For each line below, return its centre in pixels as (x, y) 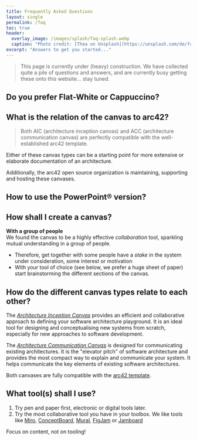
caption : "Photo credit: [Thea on (53, 45)
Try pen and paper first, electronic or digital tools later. (80, 408)
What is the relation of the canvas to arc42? (87, 117)
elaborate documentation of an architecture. (59, 161)
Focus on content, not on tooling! (46, 432)
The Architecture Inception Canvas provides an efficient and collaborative (95, 315)
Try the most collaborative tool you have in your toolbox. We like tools (98, 414)
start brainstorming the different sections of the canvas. (82, 274)
